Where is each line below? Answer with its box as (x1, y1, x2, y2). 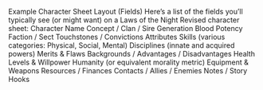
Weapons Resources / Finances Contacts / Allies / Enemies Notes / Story (8, 66, 248, 75)
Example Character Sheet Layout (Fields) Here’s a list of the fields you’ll (8, 7, 243, 16)
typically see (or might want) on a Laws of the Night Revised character (8, 15, 240, 25)
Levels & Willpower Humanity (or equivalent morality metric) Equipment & (8, 57, 249, 67)
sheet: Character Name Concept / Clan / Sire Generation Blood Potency (8, 24, 243, 33)
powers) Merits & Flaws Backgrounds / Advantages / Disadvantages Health (8, 49, 255, 58)
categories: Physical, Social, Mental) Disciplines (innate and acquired (8, 41, 235, 50)
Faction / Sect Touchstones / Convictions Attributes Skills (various (8, 32, 226, 41)
